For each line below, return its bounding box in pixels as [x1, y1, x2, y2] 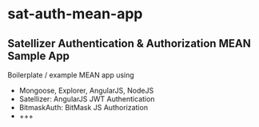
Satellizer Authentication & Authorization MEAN [7, 37, 251, 50]
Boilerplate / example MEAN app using [7, 70, 135, 80]
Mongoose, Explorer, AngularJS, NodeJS [18, 85, 154, 95]
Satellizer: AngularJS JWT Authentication [18, 94, 155, 104]
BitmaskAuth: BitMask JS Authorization [18, 103, 149, 112]
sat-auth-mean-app [7, 5, 143, 23]
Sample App [7, 49, 70, 62]
